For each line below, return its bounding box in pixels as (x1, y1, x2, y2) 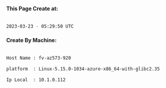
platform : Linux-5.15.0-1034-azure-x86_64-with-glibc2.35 (6, 66, 161, 72)
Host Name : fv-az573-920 (6, 55, 71, 61)
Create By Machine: (6, 36, 57, 43)
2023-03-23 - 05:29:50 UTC (6, 24, 74, 30)
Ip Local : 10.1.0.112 (6, 77, 66, 83)
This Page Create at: (6, 5, 58, 12)
